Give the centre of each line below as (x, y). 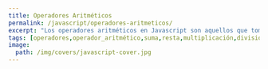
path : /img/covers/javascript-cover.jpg (83, 52)
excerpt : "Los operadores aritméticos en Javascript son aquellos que (128, 30)
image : (19, 45)
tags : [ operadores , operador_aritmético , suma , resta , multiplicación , (123, 38)
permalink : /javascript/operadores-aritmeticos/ (91, 23)
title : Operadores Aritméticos (60, 15)
